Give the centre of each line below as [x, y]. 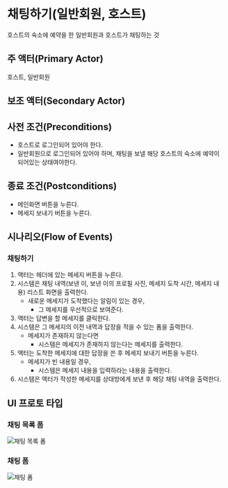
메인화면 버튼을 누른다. [48, 204]
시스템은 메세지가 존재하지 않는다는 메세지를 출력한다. [111, 344]
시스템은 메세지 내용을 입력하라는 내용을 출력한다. [105, 371]
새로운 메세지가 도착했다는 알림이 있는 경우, [86, 301]
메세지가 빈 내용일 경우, [59, 361]
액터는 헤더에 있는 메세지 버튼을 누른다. [70, 275]
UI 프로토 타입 [35, 403]
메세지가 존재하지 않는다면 [63, 336]
